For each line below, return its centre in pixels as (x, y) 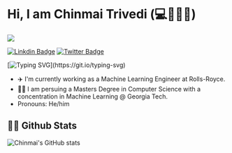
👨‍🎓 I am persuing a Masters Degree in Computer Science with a (109, 89)
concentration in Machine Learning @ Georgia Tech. (93, 96)
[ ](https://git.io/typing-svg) (66, 65)
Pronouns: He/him (43, 103)
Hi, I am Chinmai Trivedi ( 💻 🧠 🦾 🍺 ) (102, 14)
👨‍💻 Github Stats (42, 126)
